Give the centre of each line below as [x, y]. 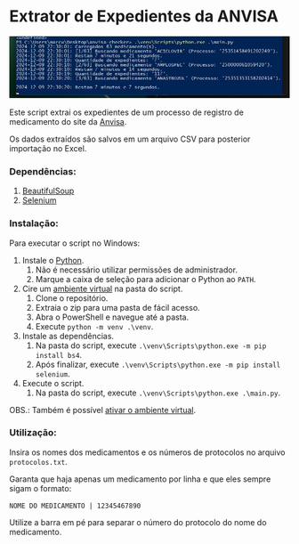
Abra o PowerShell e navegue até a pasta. [112, 317]
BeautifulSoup [48, 191]
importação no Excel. [48, 148]
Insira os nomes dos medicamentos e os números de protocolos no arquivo [147, 452]
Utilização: [33, 433]
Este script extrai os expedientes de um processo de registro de [127, 112]
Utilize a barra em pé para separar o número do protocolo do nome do [138, 522]
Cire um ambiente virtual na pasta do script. [102, 288]
